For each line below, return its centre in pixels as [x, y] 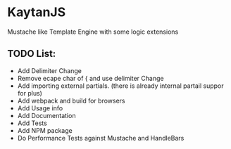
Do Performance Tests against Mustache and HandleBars [101, 138]
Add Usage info [40, 108]
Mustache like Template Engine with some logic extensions [93, 32]
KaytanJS [37, 12]
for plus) [30, 93]
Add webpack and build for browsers [71, 101]
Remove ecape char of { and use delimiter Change [90, 78]
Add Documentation [46, 115]
